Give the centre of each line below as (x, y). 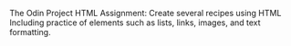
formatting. (31, 32)
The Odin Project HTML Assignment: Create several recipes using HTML (145, 13)
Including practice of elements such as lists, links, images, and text (135, 23)
